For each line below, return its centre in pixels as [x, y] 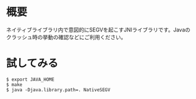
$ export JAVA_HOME [30, 79]
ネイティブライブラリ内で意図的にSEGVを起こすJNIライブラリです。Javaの [98, 30]
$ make [14, 84]
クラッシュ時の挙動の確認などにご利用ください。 [66, 37]
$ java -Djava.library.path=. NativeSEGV [58, 90]
